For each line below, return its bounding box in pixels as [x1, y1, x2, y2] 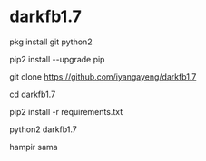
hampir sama [9, 141, 58, 152]
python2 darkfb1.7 [9, 124, 77, 135]
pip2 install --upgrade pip [9, 53, 105, 64]
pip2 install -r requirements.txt [9, 106, 123, 117]
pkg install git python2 [9, 36, 93, 47]
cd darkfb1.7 [9, 89, 56, 99]
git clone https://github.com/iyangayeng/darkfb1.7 [9, 71, 197, 82]
